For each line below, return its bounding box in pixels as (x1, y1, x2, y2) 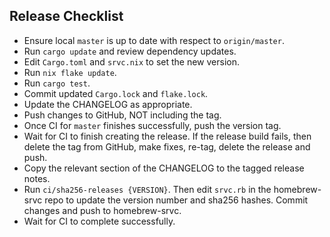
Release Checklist (9, 8, 124, 25)
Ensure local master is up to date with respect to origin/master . (23, 34, 285, 46)
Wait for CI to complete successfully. (23, 215, 176, 227)
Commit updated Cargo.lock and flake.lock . (23, 87, 209, 99)
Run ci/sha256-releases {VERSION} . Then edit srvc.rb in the (23, 183, 272, 195)
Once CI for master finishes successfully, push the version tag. (23, 119, 282, 131)
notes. (23, 172, 51, 184)
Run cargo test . (23, 77, 91, 89)
